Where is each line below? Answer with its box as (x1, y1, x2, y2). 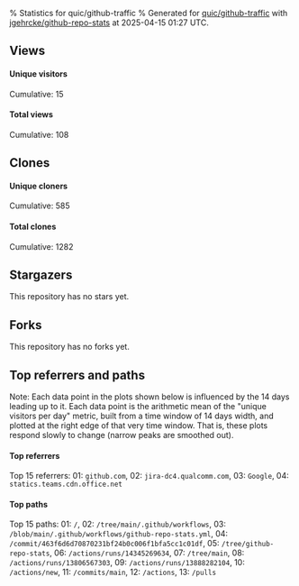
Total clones (9, 221, 57, 232)
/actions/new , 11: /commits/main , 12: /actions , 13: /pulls (9, 567, 217, 578)
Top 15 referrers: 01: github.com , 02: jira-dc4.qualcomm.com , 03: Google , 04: (9, 471, 290, 481)
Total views (9, 109, 54, 120)
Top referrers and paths (9, 367, 146, 382)
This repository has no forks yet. (9, 342, 131, 353)
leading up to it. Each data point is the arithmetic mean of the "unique (9, 401, 267, 412)
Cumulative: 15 (9, 88, 64, 99)
